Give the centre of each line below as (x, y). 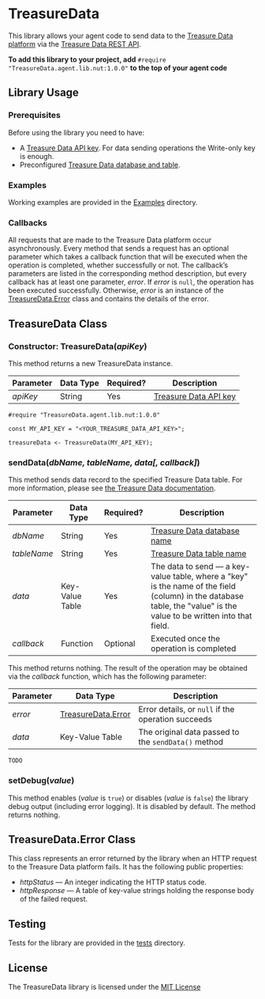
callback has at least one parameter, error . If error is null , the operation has (131, 282)
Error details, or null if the (186, 710)
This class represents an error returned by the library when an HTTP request (132, 858)
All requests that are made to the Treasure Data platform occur (110, 240)
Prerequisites (34, 115)
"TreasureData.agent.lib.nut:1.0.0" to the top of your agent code (118, 67)
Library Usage (43, 93)
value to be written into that (202, 616)
